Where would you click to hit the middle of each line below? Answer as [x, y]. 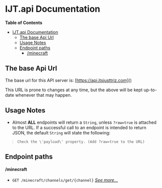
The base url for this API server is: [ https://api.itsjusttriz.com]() [68, 80]
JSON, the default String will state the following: [61, 133]
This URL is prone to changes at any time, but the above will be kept [74, 90]
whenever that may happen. [43, 95]
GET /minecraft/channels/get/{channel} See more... [65, 180]
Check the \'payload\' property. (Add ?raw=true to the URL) [81, 142]
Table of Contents [24, 23]
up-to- [150, 90]
